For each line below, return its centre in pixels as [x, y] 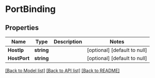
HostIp [16, 50]
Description [68, 42]
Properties [22, 28]
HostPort [19, 58]
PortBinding [30, 9]
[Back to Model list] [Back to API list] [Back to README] [62, 70]
